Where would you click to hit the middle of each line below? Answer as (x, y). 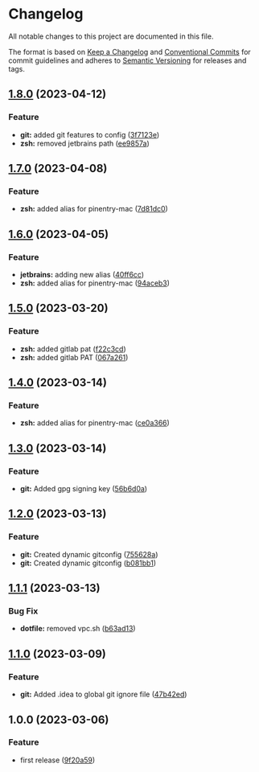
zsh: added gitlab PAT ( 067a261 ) (74, 357)
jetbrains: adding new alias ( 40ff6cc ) (82, 275)
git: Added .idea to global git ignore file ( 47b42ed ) (103, 694)
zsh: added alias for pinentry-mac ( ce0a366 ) (95, 423)
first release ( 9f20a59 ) (58, 760)
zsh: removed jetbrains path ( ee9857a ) (85, 143)
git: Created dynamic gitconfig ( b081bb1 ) (88, 563)
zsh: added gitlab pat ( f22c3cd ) (73, 349)
